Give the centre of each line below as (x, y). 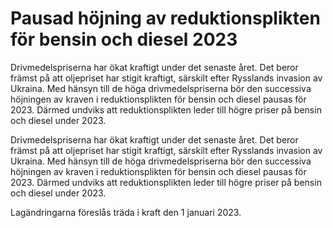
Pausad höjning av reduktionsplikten (165, 18)
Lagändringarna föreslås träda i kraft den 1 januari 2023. (126, 212)
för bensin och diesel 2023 (124, 39)
